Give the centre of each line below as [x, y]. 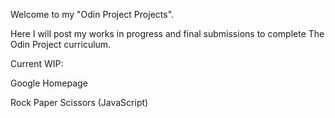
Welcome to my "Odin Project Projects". [92, 14]
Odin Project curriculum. [61, 44]
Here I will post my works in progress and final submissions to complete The [167, 33]
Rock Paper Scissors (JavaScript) [79, 102]
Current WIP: [37, 63]
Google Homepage [49, 83]
